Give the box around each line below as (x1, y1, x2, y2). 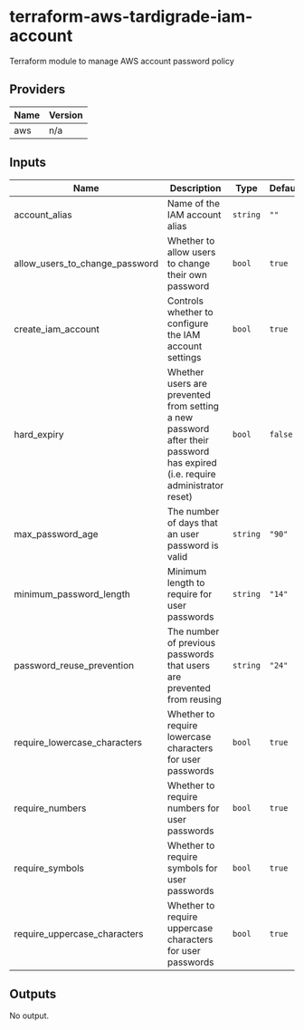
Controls (166, 294, 204, 307)
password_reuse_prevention (14, 659, 134, 671)
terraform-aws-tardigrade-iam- (9, 6, 253, 27)
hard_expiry (14, 428, 64, 440)
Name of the (166, 197, 220, 209)
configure (166, 317, 209, 330)
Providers (9, 82, 66, 97)
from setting (166, 399, 220, 412)
